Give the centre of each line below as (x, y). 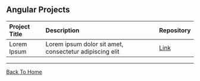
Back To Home (24, 71)
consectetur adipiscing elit (83, 51)
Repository (175, 30)
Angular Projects (38, 10)
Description (62, 30)
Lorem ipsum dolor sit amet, (85, 44)
